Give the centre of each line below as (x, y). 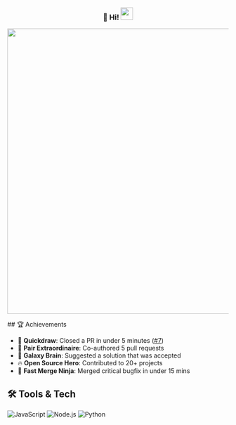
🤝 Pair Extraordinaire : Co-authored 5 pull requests (91, 348)
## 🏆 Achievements (37, 325)
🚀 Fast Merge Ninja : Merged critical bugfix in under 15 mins (104, 371)
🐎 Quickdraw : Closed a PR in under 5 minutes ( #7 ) (90, 341)
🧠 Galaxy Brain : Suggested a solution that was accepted (99, 355)
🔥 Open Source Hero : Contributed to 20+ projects (90, 363)
